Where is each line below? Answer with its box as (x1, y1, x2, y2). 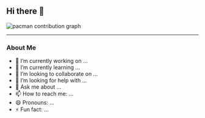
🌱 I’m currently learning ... (15, 64, 81, 71)
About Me (6, 43, 37, 52)
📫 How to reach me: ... (15, 90, 74, 98)
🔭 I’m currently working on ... (15, 57, 88, 65)
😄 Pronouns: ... (15, 99, 55, 106)
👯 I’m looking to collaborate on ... (15, 70, 98, 78)
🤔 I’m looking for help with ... (15, 77, 87, 84)
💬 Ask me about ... (15, 83, 62, 90)
